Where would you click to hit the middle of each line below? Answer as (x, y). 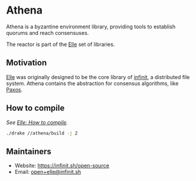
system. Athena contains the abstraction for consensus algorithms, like (92, 83)
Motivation (27, 63)
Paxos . (14, 90)
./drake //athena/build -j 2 (42, 133)
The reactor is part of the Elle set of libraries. (61, 44)
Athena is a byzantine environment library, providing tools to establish (91, 27)
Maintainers (29, 151)
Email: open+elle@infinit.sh (48, 172)
